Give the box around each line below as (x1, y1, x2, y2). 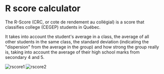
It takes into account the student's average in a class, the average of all (5, 34, 149, 39)
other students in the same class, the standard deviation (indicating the (5, 38, 149, 44)
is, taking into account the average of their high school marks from (5, 49, 140, 55)
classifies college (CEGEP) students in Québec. (5, 24, 101, 30)
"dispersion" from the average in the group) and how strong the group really (5, 44, 160, 50)
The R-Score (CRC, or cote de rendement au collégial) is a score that (5, 19, 144, 25)
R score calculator (5, 3, 81, 14)
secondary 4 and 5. (5, 54, 45, 60)
